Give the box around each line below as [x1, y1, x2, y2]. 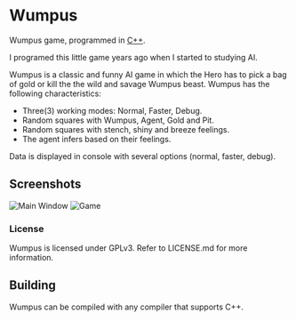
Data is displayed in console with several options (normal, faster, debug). [9, 150, 276, 161]
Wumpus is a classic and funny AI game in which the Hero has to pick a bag [9, 68, 287, 80]
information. [9, 253, 54, 263]
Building [9, 277, 56, 293]
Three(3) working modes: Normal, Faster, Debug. [21, 105, 203, 116]
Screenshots [9, 177, 82, 192]
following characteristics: [9, 88, 102, 99]
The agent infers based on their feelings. [21, 133, 172, 144]
